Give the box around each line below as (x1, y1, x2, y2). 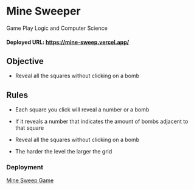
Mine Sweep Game (6, 177, 54, 184)
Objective (6, 56, 44, 66)
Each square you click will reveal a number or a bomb (15, 106, 150, 113)
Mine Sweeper (6, 4, 81, 18)
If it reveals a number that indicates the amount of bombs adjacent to (15, 118, 189, 125)
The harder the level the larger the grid (15, 148, 113, 155)
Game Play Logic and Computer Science (6, 24, 108, 32)
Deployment (6, 163, 44, 172)
